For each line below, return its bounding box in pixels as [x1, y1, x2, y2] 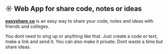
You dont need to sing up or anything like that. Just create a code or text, [5, 33, 158, 39]
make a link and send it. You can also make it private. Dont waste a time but [5, 38, 163, 44]
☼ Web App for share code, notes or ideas [5, 5, 142, 13]
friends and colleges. [5, 23, 50, 29]
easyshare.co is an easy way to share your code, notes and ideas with [5, 18, 154, 24]
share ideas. [5, 43, 31, 50]
